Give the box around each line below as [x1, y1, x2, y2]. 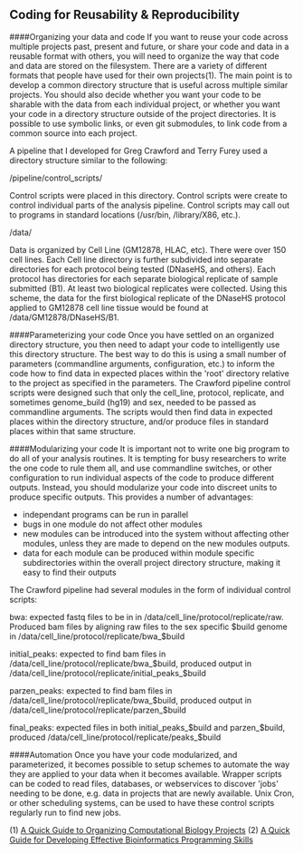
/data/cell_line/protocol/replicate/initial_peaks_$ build [9, 667, 206, 678]
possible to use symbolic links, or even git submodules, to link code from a [9, 118, 288, 129]
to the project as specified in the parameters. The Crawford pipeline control [9, 377, 291, 388]
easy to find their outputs [22, 567, 117, 577]
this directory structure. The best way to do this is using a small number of [9, 348, 287, 359]
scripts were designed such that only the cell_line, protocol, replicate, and [9, 387, 285, 398]
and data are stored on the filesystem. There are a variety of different [9, 60, 268, 71]
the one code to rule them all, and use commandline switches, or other [9, 462, 273, 473]
